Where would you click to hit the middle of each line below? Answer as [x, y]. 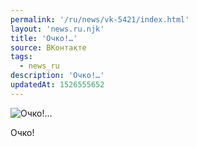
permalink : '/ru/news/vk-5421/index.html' [100, 19]
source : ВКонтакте [48, 47]
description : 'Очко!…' [57, 76]
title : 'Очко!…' [44, 38]
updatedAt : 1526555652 [57, 85]
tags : [21, 57]
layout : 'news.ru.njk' [57, 29]
